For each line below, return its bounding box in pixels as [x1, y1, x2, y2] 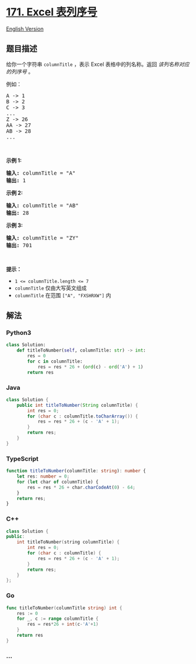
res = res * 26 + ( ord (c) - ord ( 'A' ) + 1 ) [37, 364, 144, 370]
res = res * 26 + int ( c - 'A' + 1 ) [27, 622, 99, 627]
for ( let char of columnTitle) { [16, 479, 99, 485]
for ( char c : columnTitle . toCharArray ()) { [27, 413, 138, 419]
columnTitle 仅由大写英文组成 [14, 284, 87, 291]
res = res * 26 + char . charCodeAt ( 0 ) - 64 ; [27, 484, 135, 490]
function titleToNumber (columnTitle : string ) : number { [6, 468, 146, 474]
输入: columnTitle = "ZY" [6, 234, 79, 241]
